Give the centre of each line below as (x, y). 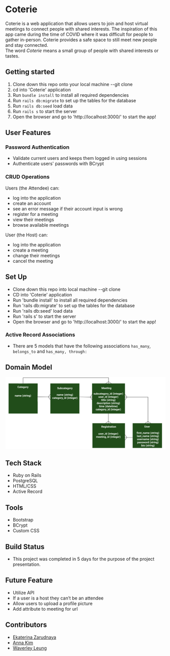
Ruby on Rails (27, 475)
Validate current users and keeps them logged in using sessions (80, 158)
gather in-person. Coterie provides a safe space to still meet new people (81, 40)
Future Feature (29, 580)
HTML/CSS (24, 486)
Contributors (26, 625)
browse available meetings (41, 225)
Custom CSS (26, 531)
